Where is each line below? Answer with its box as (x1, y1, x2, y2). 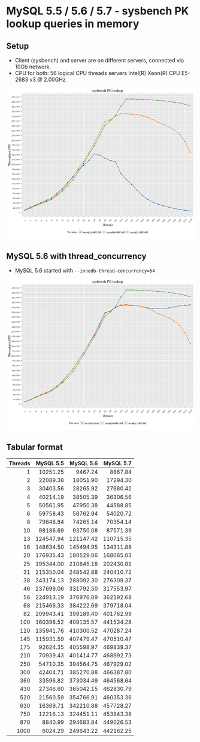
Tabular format (6, 442, 63, 452)
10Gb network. (14, 63, 51, 70)
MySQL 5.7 (103, 459, 132, 466)
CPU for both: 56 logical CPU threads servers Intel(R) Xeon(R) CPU (14, 70, 181, 76)
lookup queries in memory (6, 17, 140, 31)
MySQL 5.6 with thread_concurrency (6, 251, 147, 261)
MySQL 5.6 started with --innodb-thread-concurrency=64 (14, 267, 156, 274)
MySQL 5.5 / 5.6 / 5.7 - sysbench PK (6, 4, 189, 18)
